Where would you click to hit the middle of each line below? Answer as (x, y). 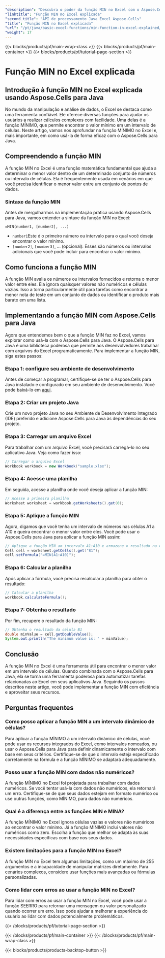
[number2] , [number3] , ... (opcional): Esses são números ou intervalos (82, 246)
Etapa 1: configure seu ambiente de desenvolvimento (70, 368)
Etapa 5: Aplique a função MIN (42, 516)
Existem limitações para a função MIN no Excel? (63, 851)
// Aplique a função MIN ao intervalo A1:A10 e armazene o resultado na (81, 546)
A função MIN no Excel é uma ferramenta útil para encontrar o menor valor (81, 666)
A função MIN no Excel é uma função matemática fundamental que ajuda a (81, 168)
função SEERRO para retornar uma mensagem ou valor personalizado (76, 906)
